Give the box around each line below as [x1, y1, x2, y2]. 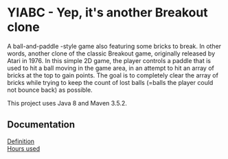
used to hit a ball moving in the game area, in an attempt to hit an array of [7, 64, 214, 72]
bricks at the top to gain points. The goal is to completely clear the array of [7, 71, 218, 79]
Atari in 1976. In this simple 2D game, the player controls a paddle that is [7, 56, 212, 64]
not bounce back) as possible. [7, 86, 93, 94]
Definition [7, 137, 35, 145]
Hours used [7, 144, 41, 152]
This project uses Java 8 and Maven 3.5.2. [7, 99, 127, 107]
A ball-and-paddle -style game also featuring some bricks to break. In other [7, 42, 222, 50]
